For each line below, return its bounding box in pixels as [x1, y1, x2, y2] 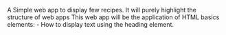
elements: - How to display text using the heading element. [7, 21, 174, 28]
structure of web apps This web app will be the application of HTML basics [7, 13, 220, 21]
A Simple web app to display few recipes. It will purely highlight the [7, 6, 197, 14]
